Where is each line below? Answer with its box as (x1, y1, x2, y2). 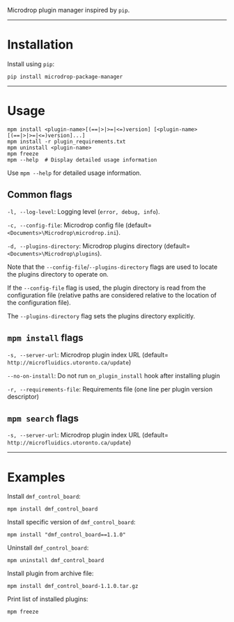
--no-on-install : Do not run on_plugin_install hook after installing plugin (7, 371, 221, 380)
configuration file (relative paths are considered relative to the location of (7, 290, 217, 299)
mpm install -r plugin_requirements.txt (7, 138, 127, 145)
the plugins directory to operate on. (7, 270, 109, 278)
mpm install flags (7, 332, 84, 344)
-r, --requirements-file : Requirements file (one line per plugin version (7, 384, 213, 393)
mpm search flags (7, 412, 79, 424)
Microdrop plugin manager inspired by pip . (7, 6, 130, 14)
